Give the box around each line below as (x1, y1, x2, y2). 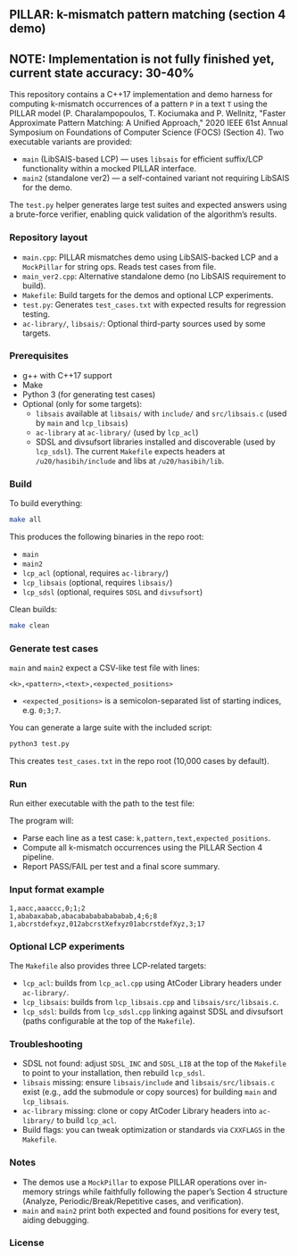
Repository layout (9, 231, 88, 244)
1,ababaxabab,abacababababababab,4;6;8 (9, 911, 158, 920)
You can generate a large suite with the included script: (9, 722, 212, 733)
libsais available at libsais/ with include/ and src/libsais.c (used (35, 408, 287, 419)
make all (9, 515, 42, 525)
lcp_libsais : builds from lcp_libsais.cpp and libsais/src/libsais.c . (21, 996, 279, 1007)
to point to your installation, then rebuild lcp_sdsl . (21, 1068, 205, 1078)
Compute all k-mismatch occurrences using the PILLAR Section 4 (21, 843, 263, 853)
